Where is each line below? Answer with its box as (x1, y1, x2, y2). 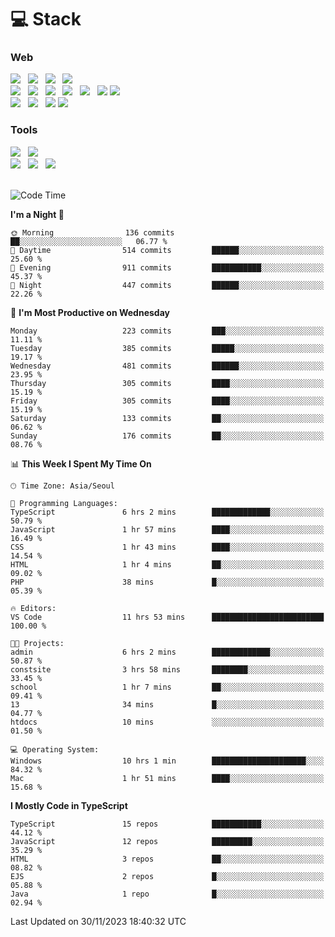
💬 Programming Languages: (10, 498, 118, 508)
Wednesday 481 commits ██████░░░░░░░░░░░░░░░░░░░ (10, 361, 325, 371)
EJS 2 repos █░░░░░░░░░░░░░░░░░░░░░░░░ (10, 871, 325, 881)
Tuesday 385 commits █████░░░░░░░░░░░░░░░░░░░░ (10, 343, 325, 353)
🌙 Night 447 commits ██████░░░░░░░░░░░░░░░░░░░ (10, 280, 325, 290)
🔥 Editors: (10, 603, 57, 613)
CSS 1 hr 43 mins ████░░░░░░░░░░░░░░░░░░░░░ (10, 542, 325, 552)
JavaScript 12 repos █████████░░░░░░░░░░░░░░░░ (10, 836, 325, 846)
